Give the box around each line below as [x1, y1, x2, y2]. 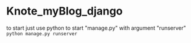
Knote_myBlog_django [6, 4, 123, 18]
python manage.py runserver [6, 30, 78, 37]
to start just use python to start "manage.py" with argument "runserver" [6, 24, 187, 31]
